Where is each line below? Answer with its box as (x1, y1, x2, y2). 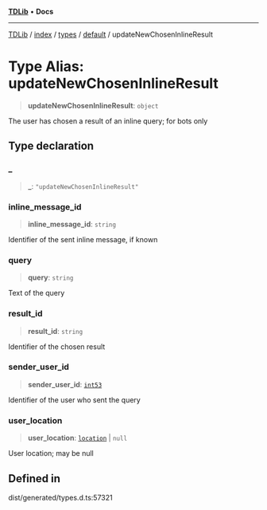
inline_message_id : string (27, 219, 117, 229)
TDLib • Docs (8, 7, 54, 16)
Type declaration (8, 139, 94, 153)
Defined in (8, 472, 61, 485)
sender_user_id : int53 (27, 379, 103, 389)
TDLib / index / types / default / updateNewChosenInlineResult (8, 29, 213, 39)
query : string (27, 273, 74, 282)
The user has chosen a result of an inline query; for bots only (8, 116, 208, 126)
